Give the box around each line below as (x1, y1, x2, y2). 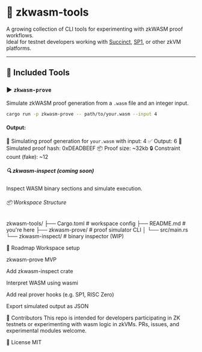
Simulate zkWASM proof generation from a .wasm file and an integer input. (6, 99, 189, 107)
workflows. (6, 31, 34, 39)
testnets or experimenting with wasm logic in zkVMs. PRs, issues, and (6, 320, 179, 327)
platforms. (6, 45, 32, 52)
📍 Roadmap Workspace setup (6, 244, 80, 252)
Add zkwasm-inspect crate (6, 267, 73, 274)
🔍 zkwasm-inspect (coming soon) (6, 167, 94, 174)
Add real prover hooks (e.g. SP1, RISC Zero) (6, 291, 114, 298)
